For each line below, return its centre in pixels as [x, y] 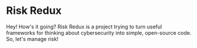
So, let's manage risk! [32, 39]
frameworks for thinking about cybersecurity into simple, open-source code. [99, 32]
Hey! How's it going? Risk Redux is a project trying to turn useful [84, 27]
